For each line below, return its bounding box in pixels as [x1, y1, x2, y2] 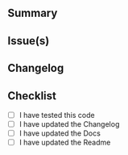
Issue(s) [7, 34, 50, 48]
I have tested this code [19, 110, 95, 119]
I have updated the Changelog [19, 119, 120, 129]
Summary [7, 6, 58, 20]
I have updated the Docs [19, 128, 101, 138]
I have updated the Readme [19, 137, 111, 148]
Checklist [7, 89, 57, 103]
